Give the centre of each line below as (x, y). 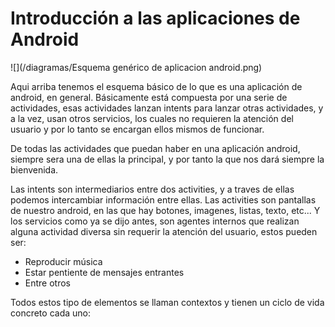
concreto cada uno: (50, 313)
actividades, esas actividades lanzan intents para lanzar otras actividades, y (167, 108)
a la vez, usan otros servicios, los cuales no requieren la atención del (152, 118)
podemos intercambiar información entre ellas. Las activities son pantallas (163, 199)
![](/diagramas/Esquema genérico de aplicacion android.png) (136, 67)
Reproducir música (63, 261)
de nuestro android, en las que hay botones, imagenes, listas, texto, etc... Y (165, 210)
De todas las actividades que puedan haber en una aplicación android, (155, 148)
